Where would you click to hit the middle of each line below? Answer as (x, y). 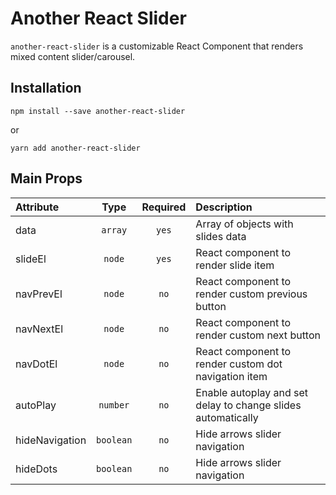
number (114, 405)
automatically (227, 417)
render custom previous (251, 294)
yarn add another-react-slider (75, 148)
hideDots (36, 469)
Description (224, 207)
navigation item (231, 376)
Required (164, 207)
